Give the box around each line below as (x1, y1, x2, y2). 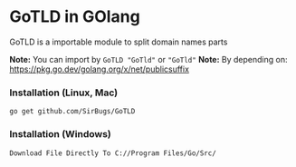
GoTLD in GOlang (9, 6, 140, 27)
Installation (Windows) (9, 128, 111, 141)
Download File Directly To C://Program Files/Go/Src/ (9, 148, 217, 158)
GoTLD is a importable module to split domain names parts (9, 36, 228, 47)
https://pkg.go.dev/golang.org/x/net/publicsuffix (9, 64, 190, 74)
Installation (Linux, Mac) (9, 86, 119, 99)
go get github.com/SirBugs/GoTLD (9, 107, 136, 116)
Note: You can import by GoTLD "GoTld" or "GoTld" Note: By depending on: (9, 54, 288, 64)
